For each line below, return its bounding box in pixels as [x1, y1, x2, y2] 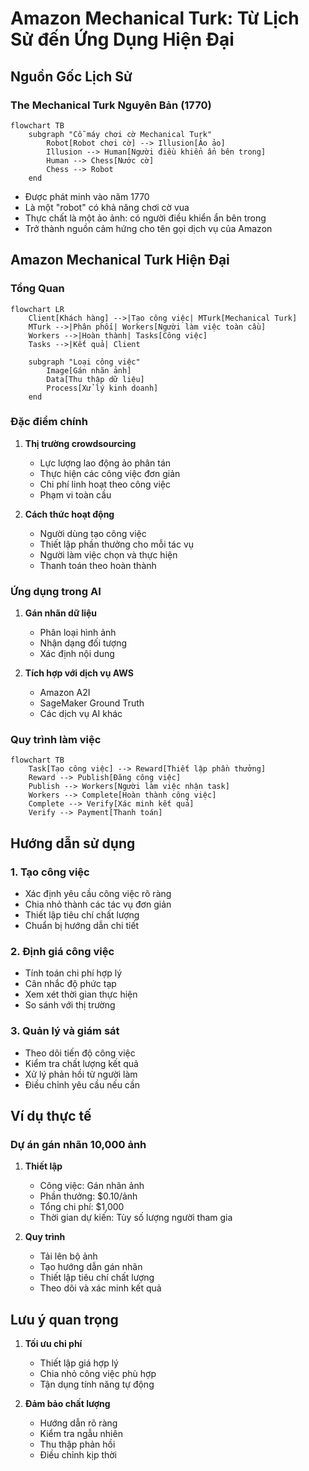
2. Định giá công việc [10, 945, 115, 959]
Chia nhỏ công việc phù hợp [39, 1368, 157, 1380]
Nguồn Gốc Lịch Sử [10, 68, 133, 85]
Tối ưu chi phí [24, 1338, 83, 1350]
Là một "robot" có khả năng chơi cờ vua [24, 201, 190, 213]
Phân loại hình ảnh [39, 627, 117, 639]
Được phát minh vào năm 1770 [24, 190, 150, 202]
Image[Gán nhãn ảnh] [46, 365, 132, 376]
